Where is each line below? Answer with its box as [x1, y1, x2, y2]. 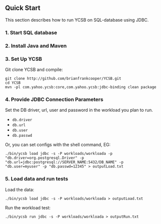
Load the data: [5, 186, 34, 193]
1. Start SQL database [5, 29, 57, 36]
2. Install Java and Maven [5, 42, 67, 49]
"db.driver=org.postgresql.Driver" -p [5, 155, 84, 161]
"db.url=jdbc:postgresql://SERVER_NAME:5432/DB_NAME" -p [5, 160, 124, 165]
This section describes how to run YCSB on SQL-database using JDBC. [5, 17, 149, 23]
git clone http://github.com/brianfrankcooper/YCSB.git [5, 76, 121, 81]
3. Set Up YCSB [5, 55, 43, 62]
